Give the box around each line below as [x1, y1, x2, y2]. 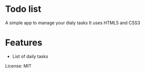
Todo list [5, 3, 42, 15]
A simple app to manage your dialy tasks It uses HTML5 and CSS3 [5, 20, 141, 26]
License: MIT [5, 63, 32, 69]
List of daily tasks [12, 53, 48, 59]
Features [5, 37, 43, 48]
